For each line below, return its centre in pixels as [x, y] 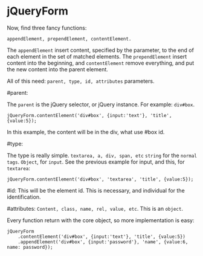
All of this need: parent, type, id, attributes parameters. [81, 81]
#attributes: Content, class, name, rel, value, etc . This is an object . [95, 208]
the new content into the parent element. [57, 69]
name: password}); [30, 247]
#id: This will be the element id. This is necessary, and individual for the [96, 190]
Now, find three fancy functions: [47, 28]
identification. [24, 197]
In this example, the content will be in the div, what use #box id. [86, 132]
